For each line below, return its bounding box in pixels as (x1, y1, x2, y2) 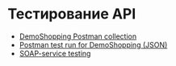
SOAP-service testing (19, 48, 91, 58)
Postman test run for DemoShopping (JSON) (19, 39, 168, 49)
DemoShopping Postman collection (19, 31, 137, 41)
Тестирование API (7, 5, 136, 23)
